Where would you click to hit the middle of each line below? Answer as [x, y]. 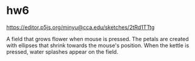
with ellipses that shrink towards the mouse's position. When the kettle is [98, 45]
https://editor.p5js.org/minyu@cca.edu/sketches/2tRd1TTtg [80, 27]
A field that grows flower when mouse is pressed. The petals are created [97, 39]
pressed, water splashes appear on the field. [62, 51]
